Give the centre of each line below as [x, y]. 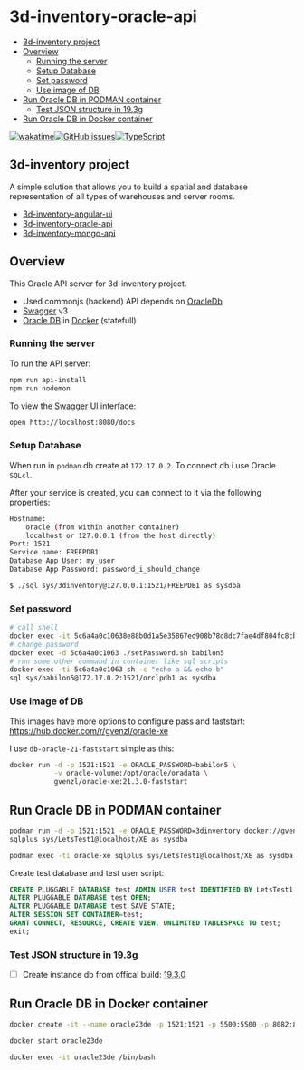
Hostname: [28, 518]
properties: [30, 502]
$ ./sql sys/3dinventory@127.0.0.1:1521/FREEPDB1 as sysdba [125, 585]
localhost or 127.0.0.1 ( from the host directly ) [121, 535]
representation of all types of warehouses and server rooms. [122, 196]
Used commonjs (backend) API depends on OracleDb [123, 301]
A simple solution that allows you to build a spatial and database [129, 187]
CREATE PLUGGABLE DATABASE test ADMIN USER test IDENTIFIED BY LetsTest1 [152, 890]
